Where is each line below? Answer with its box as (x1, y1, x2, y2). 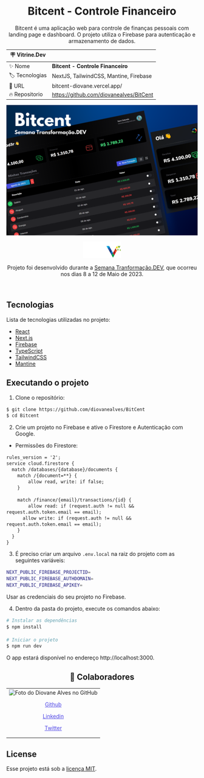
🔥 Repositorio (8, 91, 43, 98)
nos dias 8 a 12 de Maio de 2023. (60, 270, 144, 277)
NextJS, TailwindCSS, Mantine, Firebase (52, 72, 152, 80)
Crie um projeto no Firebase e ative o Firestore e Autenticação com (15, 424, 183, 431)
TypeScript (15, 347, 43, 354)
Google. (15, 430, 35, 437)
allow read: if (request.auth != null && (28, 503, 135, 509)
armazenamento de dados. (68, 37, 136, 44)
